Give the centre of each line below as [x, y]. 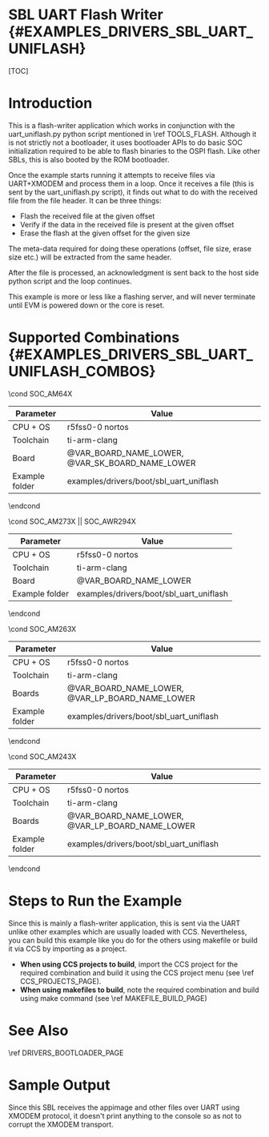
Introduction [50, 104]
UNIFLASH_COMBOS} [82, 372]
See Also [38, 1030]
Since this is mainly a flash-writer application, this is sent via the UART [124, 923]
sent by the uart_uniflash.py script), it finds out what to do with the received [133, 192]
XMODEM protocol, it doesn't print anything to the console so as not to [125, 1115]
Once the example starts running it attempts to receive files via [112, 175]
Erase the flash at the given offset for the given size [105, 233]
